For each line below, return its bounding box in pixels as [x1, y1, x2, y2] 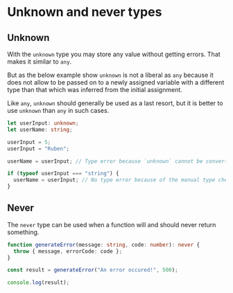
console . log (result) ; [7, 279, 70, 286]
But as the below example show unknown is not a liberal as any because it [7, 71, 214, 79]
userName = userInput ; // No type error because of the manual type [13, 177, 216, 184]
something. [7, 228, 40, 236]
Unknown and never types [7, 4, 162, 20]
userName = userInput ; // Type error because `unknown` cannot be [7, 157, 203, 165]
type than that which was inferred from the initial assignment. [7, 86, 182, 94]
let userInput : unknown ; [7, 120, 79, 127]
